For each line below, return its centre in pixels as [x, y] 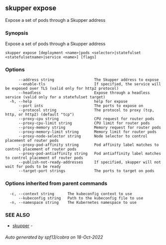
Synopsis [17, 33]
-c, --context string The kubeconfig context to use [71, 194]
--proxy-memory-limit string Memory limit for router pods [87, 132]
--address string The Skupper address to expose [88, 80]
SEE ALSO [18, 215]
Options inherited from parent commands [56, 184]
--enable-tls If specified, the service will [90, 84]
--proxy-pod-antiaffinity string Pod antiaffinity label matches [90, 154]
